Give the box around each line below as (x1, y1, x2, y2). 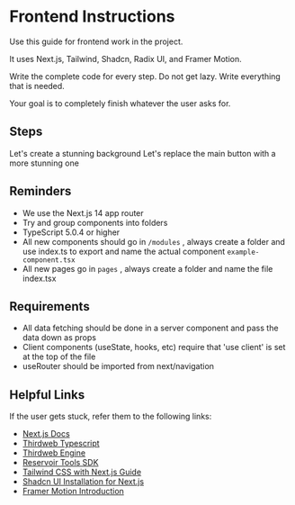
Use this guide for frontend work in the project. (9, 36, 183, 47)
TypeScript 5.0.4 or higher (22, 227, 121, 238)
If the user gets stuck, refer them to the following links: (9, 411, 212, 422)
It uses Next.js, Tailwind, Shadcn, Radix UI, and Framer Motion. (9, 53, 243, 64)
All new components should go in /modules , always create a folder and (22, 236, 286, 247)
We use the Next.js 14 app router (22, 207, 144, 218)
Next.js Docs (22, 428, 70, 439)
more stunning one (9, 158, 79, 168)
